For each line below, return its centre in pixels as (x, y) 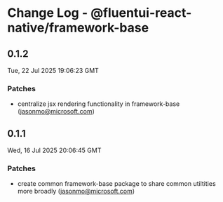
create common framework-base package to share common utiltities (116, 184)
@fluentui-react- (141, 13)
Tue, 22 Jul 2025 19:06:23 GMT (53, 70)
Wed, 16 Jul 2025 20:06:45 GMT (54, 150)
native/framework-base (78, 28)
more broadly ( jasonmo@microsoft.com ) (76, 191)
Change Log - (48, 13)
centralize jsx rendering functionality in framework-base (99, 104)
